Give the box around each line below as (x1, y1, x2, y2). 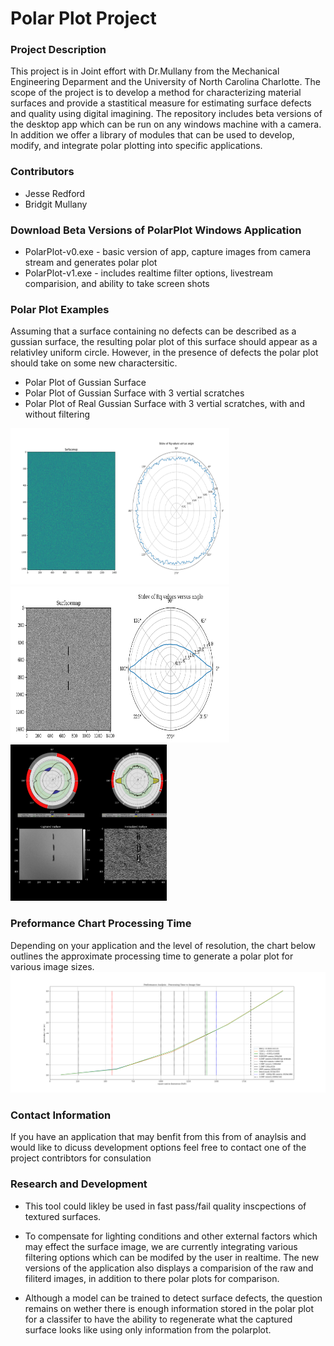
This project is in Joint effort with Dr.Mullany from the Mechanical (10, 65, 280, 77)
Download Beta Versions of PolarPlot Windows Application (10, 223, 302, 237)
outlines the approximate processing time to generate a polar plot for (10, 950, 294, 962)
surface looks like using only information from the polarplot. (24, 1323, 272, 1336)
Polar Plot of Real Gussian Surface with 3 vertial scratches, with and (24, 398, 305, 410)
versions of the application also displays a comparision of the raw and (24, 1262, 314, 1274)
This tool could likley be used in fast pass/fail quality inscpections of (24, 1200, 307, 1212)
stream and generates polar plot (24, 257, 158, 269)
